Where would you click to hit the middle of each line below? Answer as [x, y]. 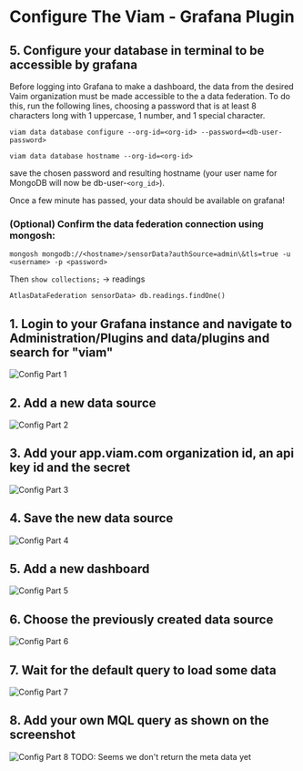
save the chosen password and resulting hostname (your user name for [143, 173]
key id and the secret [70, 468]
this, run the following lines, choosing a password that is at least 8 [133, 106]
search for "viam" [61, 352]
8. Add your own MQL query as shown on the [139, 720]
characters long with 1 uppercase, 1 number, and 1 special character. [137, 115]
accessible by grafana [74, 64]
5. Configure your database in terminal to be [137, 51]
